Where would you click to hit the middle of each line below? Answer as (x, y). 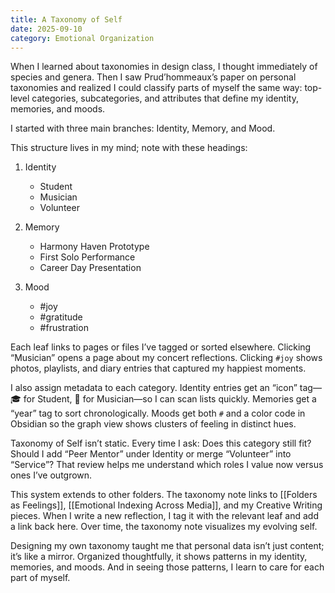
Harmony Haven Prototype (94, 247)
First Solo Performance (87, 257)
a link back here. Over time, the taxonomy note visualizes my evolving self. (164, 527)
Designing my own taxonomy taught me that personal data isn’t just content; (167, 546)
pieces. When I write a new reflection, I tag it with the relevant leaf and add (164, 516)
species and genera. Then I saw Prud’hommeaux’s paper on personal (153, 77)
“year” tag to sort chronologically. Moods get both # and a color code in (158, 413)
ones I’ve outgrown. (51, 475)
